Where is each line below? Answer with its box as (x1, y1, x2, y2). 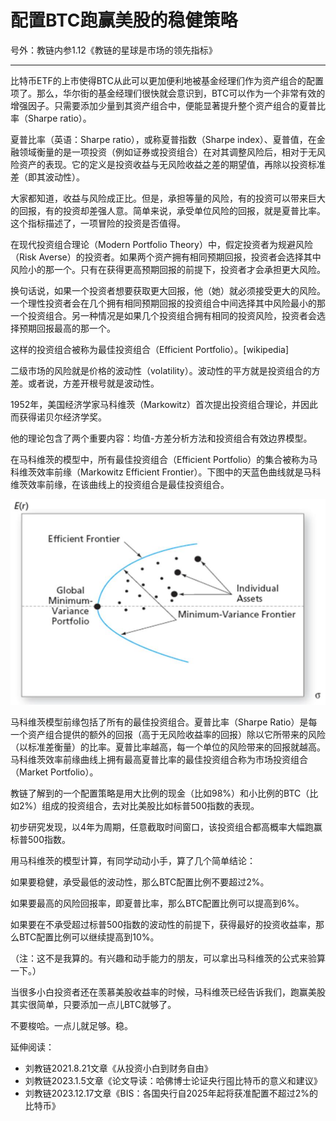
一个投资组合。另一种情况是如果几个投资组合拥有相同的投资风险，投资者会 (10, 309, 317, 321)
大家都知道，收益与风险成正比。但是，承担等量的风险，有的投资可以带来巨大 (10, 192, 326, 204)
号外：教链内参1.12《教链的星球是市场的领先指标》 (10, 44, 218, 56)
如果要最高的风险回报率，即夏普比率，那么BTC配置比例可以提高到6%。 (10, 897, 305, 910)
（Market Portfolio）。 (10, 766, 99, 778)
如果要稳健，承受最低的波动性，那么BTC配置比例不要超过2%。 (10, 876, 270, 888)
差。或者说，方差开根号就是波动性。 (10, 377, 160, 389)
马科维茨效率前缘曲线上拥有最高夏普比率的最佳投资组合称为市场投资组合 (10, 754, 308, 766)
